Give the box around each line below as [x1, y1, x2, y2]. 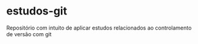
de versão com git [6, 30, 52, 37]
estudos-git [6, 4, 68, 18]
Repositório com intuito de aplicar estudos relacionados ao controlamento [6, 24, 192, 31]
